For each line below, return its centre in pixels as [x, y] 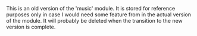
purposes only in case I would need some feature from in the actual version [99, 15]
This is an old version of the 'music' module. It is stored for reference [91, 8]
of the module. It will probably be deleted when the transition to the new [94, 21]
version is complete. [31, 27]
